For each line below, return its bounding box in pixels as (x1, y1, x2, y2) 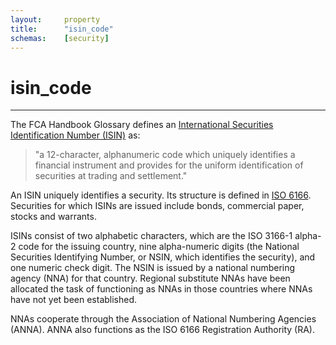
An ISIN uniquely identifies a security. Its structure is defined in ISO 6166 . (10, 189, 312, 201)
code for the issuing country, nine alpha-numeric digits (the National (18, 241, 300, 253)
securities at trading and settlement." (34, 170, 188, 182)
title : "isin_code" (10, 24, 114, 34)
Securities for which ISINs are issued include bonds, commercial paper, (10, 200, 305, 212)
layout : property (10, 14, 101, 25)
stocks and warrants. (10, 211, 97, 223)
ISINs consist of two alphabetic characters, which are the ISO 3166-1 (10, 230, 293, 242)
